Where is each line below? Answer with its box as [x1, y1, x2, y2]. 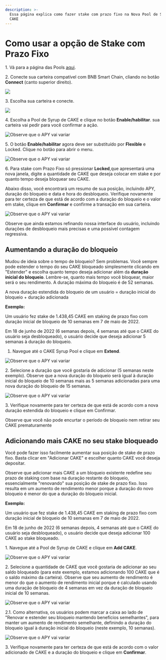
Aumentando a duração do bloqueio [5, 245, 118, 254]
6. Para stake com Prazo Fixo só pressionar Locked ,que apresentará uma [5, 166, 155, 172]
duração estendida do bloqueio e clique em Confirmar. [5, 408, 116, 414]
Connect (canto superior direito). [5, 79, 73, 85]
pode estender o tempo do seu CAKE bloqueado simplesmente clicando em [5, 264, 160, 270]
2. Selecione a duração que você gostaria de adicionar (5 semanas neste [5, 367, 154, 373]
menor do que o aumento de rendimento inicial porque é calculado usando [5, 580, 157, 585]
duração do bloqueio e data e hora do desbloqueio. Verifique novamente [5, 191, 153, 197]
